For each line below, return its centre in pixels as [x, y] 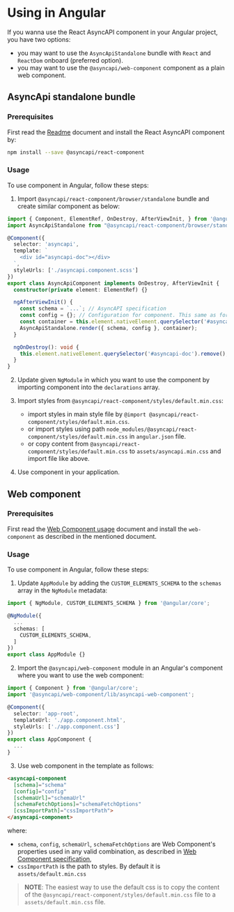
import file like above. [58, 459]
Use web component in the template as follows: [86, 765]
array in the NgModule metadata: [62, 590]
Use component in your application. [69, 472]
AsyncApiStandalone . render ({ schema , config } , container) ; [109, 328]
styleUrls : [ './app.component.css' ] [67, 726]
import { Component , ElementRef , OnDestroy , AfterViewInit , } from [107, 219]
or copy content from [58, 444]
